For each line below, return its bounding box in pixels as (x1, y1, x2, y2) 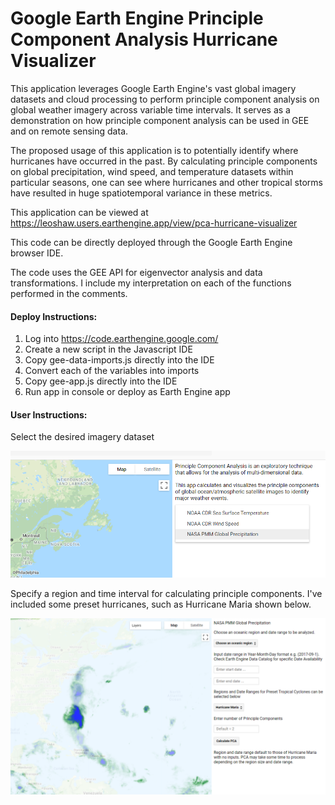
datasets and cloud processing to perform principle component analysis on (10, 93, 320, 105)
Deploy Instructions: (10, 310, 98, 322)
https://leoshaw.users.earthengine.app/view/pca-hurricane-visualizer (10, 217, 298, 229)
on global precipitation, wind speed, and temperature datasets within (10, 165, 294, 177)
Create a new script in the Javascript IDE (24, 343, 193, 356)
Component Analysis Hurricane (10, 28, 278, 51)
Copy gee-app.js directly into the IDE (24, 375, 178, 387)
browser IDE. (10, 247, 64, 259)
